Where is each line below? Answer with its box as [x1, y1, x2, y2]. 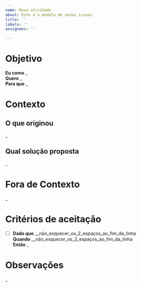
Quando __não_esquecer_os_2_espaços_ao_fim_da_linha [12, 236, 133, 242]
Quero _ [5, 75, 22, 82]
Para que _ [5, 81, 28, 87]
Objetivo [5, 53, 42, 64]
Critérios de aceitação [5, 213, 101, 225]
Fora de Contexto [5, 179, 80, 190]
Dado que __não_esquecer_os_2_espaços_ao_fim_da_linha [12, 230, 136, 236]
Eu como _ [5, 70, 28, 76]
